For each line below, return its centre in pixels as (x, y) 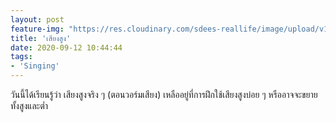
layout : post (37, 19)
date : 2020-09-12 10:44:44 (66, 47)
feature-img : (37, 29)
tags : (21, 57)
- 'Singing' (35, 66)
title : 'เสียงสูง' (41, 38)
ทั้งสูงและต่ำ (29, 105)
